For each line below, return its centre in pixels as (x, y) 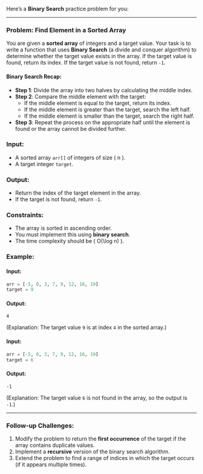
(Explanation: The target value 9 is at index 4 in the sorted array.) (86, 327)
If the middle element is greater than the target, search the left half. (108, 109)
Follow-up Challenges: (40, 426)
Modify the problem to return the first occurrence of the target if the (100, 438)
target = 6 (20, 360)
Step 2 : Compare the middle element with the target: (80, 96)
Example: (20, 257)
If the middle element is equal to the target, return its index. (98, 103)
